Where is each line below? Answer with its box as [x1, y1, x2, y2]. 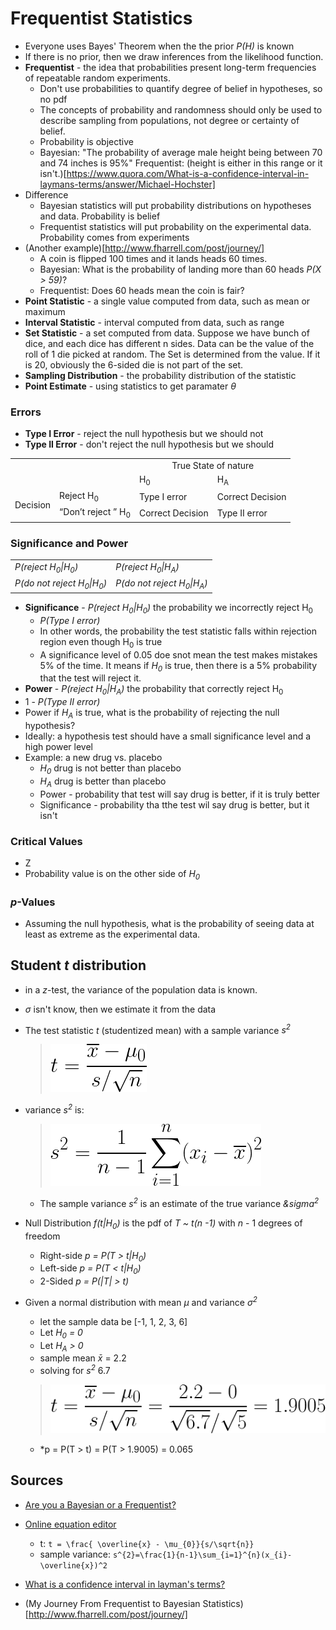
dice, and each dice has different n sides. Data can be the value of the [24, 337, 315, 349]
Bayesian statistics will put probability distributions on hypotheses [39, 199, 312, 211]
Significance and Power [10, 536, 129, 550]
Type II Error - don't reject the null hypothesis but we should [24, 438, 275, 451]
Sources [10, 1472, 64, 1489]
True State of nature [171, 459, 255, 471]
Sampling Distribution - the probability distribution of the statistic [24, 369, 297, 381]
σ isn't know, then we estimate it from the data [24, 1003, 217, 1015]
